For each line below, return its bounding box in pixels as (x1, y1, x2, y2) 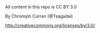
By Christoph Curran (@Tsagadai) (5, 13, 73, 19)
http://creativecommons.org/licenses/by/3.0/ (5, 22, 95, 28)
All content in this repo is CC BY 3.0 (5, 4, 77, 10)
